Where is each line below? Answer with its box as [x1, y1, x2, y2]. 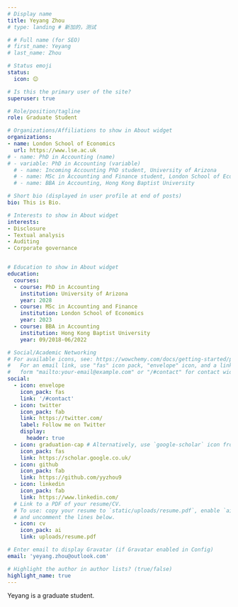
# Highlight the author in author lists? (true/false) [7, 565, 173, 572]
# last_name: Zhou [7, 50, 62, 57]
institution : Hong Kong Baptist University [20, 329, 151, 336]
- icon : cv [13, 520, 46, 528]
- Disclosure [7, 225, 46, 232]
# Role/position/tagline [7, 108, 81, 115]
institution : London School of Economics [20, 310, 144, 317]
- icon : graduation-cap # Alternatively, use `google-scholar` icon [13, 441, 220, 448]
